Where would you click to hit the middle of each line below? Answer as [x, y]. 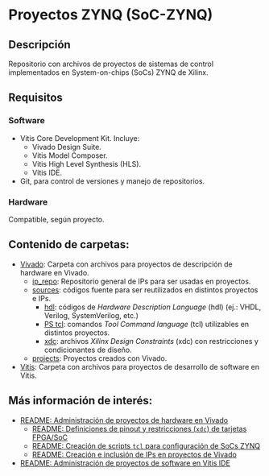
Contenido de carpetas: [69, 244]
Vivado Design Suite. [67, 147]
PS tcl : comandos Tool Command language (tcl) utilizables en [147, 324]
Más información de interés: [81, 401]
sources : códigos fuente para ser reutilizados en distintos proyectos [145, 290]
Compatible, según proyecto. [56, 219]
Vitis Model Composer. [70, 155]
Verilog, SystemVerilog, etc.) [91, 315]
